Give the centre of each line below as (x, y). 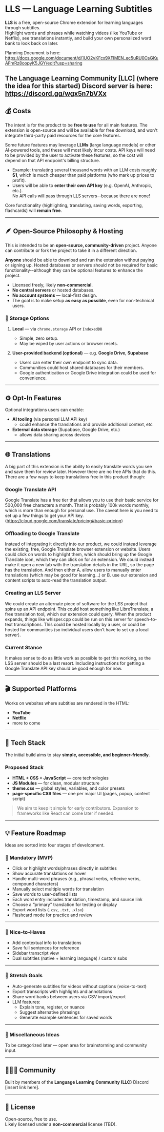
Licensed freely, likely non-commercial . (52, 285)
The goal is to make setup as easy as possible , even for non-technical (83, 300)
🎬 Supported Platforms (41, 689)
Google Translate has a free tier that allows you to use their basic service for (82, 500)
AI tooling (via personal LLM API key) (50, 419)
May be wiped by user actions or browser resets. (69, 344)
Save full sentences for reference (46, 948)
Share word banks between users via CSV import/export (69, 996)
